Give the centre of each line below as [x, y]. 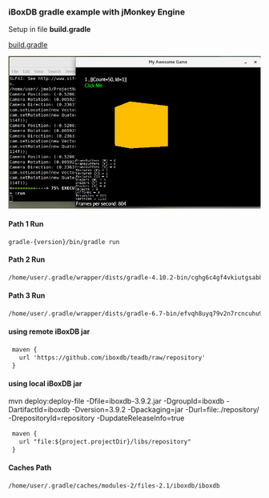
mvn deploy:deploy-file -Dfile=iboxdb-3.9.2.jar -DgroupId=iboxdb [116, 401]
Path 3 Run [27, 295]
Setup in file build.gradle [50, 30]
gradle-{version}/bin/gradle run [64, 242]
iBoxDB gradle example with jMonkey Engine [97, 12]
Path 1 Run [26, 224]
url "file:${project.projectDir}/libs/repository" [105, 442]
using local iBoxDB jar [45, 384]
